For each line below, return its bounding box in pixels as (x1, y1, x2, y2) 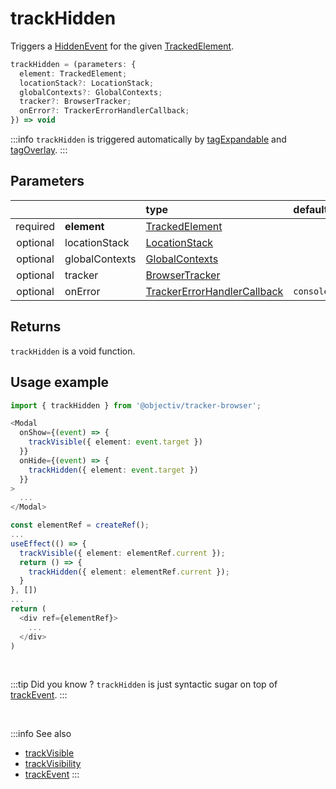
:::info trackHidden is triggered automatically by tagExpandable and (10, 133, 287, 146)
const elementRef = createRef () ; (10, 520, 150, 531)
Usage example (10, 374, 110, 391)
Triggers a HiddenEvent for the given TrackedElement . (10, 40, 235, 52)
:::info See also (10, 728, 72, 740)
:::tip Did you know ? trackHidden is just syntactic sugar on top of (10, 678, 278, 691)
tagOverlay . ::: (10, 144, 68, 156)
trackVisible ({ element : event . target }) (28, 437, 203, 447)
